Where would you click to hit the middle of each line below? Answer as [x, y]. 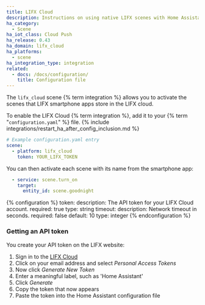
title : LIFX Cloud [30, 12]
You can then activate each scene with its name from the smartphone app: [100, 168]
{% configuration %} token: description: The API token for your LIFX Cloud [100, 203]
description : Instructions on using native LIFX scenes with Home [92, 18]
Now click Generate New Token [55, 270]
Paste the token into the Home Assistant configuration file [88, 295]
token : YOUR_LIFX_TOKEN [48, 157]
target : [27, 185]
